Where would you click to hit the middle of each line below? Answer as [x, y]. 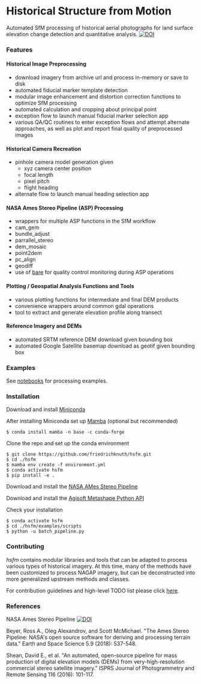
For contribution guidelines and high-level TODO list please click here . [93, 590]
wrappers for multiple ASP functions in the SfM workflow [85, 221]
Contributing [25, 547]
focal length [39, 175]
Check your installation [34, 510]
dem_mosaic [31, 247]
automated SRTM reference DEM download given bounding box [94, 339]
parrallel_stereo [34, 240]
